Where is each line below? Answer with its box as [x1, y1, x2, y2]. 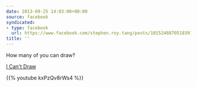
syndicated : [6, 19, 35, 25]
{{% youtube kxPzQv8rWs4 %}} [6, 74, 84, 81]
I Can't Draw [6, 63, 36, 70]
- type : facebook [6, 25, 49, 31]
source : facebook [6, 14, 49, 20]
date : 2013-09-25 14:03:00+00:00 [6, 8, 88, 15]
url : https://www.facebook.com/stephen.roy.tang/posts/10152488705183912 [11, 30, 195, 36]
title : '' [6, 36, 30, 41]
